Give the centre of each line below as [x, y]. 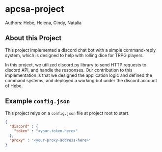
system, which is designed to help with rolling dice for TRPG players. [74, 55]
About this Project [33, 38]
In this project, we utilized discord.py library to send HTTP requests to [76, 64]
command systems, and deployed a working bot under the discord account [81, 80]
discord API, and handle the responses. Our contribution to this [69, 70]
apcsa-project [35, 9]
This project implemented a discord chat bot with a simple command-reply [81, 50]
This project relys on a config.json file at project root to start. [67, 113]
